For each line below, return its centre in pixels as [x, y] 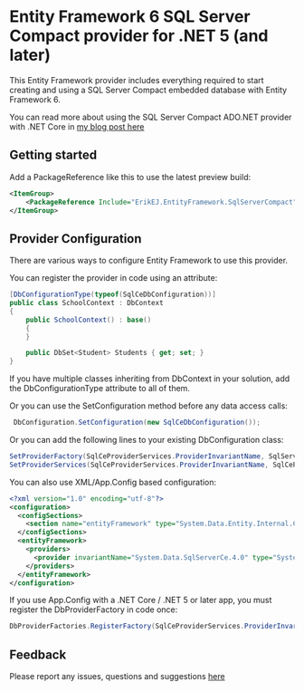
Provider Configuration [76, 239]
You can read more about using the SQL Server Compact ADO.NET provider [151, 117]
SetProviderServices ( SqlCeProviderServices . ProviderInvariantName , [139, 465]
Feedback [38, 654]
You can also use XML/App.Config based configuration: [113, 482]
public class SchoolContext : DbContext [87, 303]
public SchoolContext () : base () [89, 320]
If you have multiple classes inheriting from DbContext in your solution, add [150, 379]
